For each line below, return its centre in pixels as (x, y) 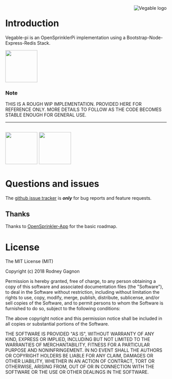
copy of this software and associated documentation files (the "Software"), (84, 287)
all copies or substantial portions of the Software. (57, 324)
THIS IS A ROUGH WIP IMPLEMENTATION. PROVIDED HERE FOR (73, 104)
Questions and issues (52, 184)
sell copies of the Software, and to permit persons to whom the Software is (84, 303)
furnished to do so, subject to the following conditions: (63, 309)
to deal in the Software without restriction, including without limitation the (82, 292)
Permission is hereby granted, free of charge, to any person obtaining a (81, 281)
